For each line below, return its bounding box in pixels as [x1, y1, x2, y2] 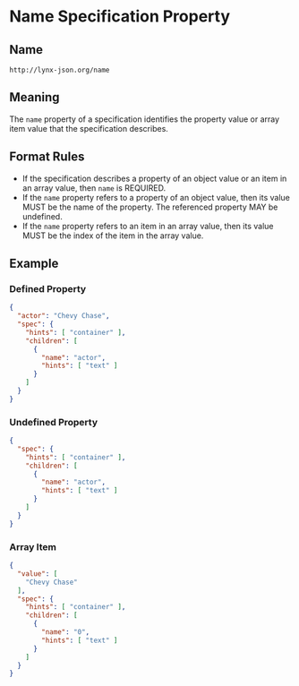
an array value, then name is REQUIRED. [21, 182, 167, 193]
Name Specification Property [9, 6, 231, 27]
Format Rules [9, 150, 85, 165]
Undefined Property [9, 416, 98, 428]
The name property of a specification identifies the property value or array [9, 114, 280, 124]
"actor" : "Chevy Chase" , [17, 312, 110, 321]
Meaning [9, 90, 60, 105]
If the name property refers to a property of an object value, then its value [21, 192, 291, 202]
